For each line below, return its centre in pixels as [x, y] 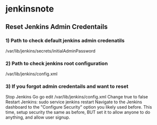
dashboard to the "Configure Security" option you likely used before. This [79, 107]
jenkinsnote [30, 9]
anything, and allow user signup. [38, 117]
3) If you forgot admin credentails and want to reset [67, 86]
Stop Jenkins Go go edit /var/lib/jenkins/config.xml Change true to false [77, 97]
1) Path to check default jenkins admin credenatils [65, 41]
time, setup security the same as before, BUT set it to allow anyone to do [78, 112]
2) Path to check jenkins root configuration [57, 63]
